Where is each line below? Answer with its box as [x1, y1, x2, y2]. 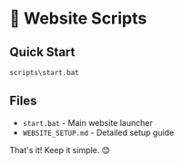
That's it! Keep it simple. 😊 [9, 144, 111, 155]
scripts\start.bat [9, 68, 79, 77]
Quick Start [9, 44, 76, 60]
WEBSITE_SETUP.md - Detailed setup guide [22, 127, 175, 138]
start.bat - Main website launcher [22, 117, 153, 128]
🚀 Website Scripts [9, 8, 147, 29]
